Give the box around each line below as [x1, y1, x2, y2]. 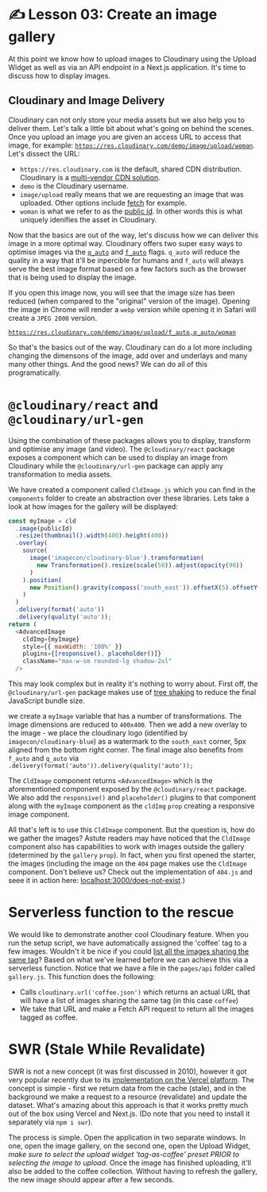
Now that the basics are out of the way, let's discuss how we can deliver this [8, 230, 259, 240]
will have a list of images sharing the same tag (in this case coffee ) [19, 996, 239, 1005]
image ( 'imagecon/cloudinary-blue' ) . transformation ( [29, 554, 204, 562]
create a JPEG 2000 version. [8, 313, 98, 322]
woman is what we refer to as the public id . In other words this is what [19, 206, 243, 216]
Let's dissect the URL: [8, 149, 80, 158]
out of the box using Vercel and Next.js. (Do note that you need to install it [8, 1109, 250, 1118]
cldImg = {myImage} [22, 635, 80, 643]
